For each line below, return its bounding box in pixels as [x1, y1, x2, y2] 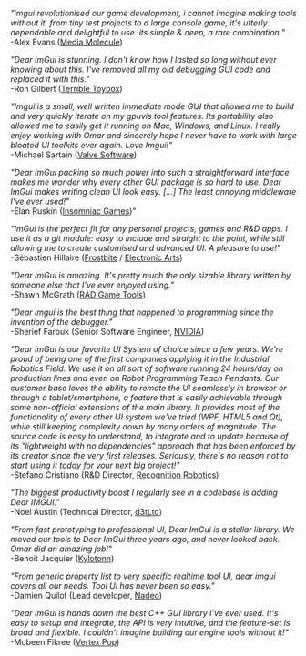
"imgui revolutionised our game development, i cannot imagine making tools [10, 8, 297, 18]
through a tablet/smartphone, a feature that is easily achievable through [10, 392, 283, 403]
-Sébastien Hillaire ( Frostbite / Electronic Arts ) [10, 252, 183, 263]
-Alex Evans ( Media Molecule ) [10, 36, 124, 47]
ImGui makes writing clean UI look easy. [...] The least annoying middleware [10, 187, 297, 197]
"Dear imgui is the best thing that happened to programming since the [10, 307, 274, 318]
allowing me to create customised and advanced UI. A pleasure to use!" [10, 243, 281, 253]
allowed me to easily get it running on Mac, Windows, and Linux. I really [10, 120, 281, 131]
